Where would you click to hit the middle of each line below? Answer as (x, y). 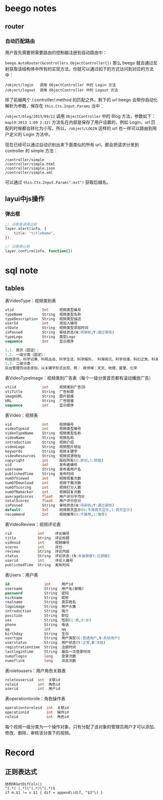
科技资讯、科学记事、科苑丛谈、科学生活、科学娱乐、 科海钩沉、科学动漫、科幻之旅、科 (80, 359)
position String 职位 (37, 616)
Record (20, 753)
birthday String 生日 (37, 634)
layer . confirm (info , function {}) (39, 251)
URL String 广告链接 (40, 400)
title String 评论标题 (37, 538)
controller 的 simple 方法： (32, 150)
